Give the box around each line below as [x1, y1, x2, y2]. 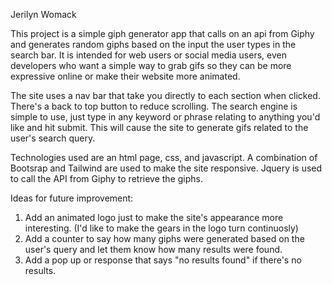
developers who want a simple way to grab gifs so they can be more [10, 60, 292, 71]
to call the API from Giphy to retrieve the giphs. [10, 173, 203, 184]
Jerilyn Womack [10, 9, 77, 20]
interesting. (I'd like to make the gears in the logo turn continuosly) [24, 222, 299, 234]
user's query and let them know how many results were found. [24, 244, 283, 255]
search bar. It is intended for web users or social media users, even [10, 49, 287, 61]
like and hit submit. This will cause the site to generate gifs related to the [10, 122, 309, 133]
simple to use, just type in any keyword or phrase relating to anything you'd [10, 111, 321, 123]
